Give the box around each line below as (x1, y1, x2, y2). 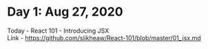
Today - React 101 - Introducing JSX (7, 27, 110, 35)
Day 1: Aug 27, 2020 (7, 4, 123, 20)
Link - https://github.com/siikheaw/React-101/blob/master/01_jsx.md (7, 33, 201, 42)
